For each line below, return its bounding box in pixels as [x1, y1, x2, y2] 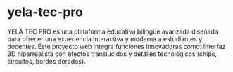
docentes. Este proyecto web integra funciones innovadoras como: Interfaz [7, 42, 226, 50]
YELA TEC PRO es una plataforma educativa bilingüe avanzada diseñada [7, 27, 218, 36]
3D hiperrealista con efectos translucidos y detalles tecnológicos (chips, [7, 50, 217, 58]
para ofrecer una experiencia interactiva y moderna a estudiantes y [7, 34, 203, 43]
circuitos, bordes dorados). [7, 57, 86, 65]
